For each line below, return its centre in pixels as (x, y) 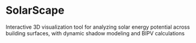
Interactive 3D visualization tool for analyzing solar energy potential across (98, 27)
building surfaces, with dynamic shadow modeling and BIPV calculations (95, 33)
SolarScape (35, 10)
